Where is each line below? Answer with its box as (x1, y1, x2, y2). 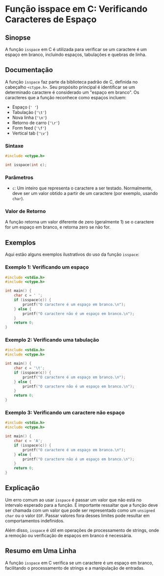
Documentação (5, 66, 53, 74)
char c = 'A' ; (14, 439, 43, 443)
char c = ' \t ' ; (14, 366, 45, 371)
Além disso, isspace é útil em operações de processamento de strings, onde (5, 527, 159, 533)
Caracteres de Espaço (5, 14, 97, 25)
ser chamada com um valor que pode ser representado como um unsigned (5, 507, 155, 513)
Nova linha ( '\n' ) (12, 114, 47, 120)
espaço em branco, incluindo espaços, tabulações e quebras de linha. (5, 52, 147, 57)
